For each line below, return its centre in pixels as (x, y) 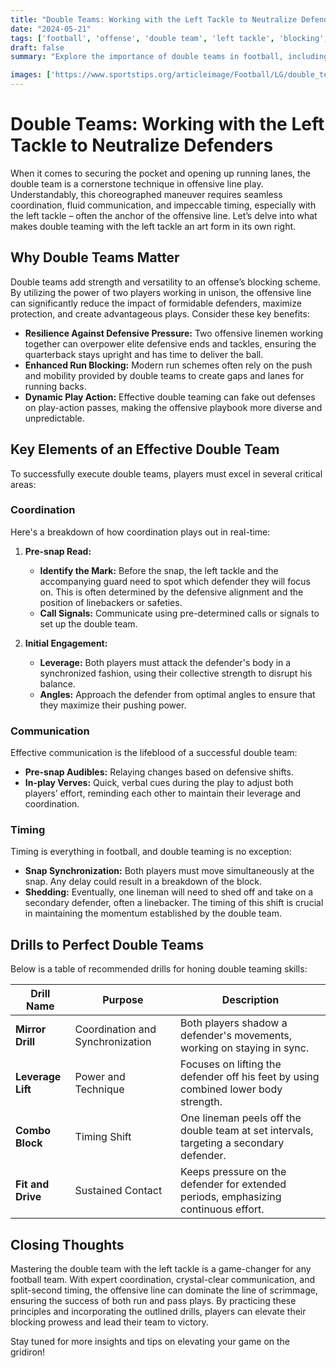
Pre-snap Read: (58, 551)
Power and (100, 1077)
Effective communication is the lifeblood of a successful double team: (154, 753)
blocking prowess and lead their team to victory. (109, 1322)
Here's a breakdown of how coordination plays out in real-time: (140, 532)
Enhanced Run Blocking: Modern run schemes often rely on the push (168, 365)
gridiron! (28, 1352)
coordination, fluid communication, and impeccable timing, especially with (163, 205)
